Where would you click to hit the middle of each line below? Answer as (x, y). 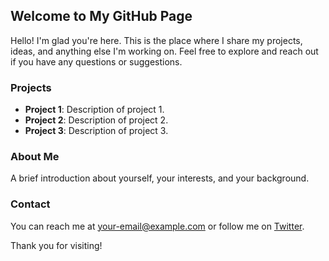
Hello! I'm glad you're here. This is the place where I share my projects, (156, 40)
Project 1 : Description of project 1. (94, 110)
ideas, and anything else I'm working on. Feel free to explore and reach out (164, 51)
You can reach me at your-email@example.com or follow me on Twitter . (157, 226)
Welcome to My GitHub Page (101, 16)
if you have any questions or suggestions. (96, 61)
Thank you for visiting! (56, 245)
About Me (35, 157)
